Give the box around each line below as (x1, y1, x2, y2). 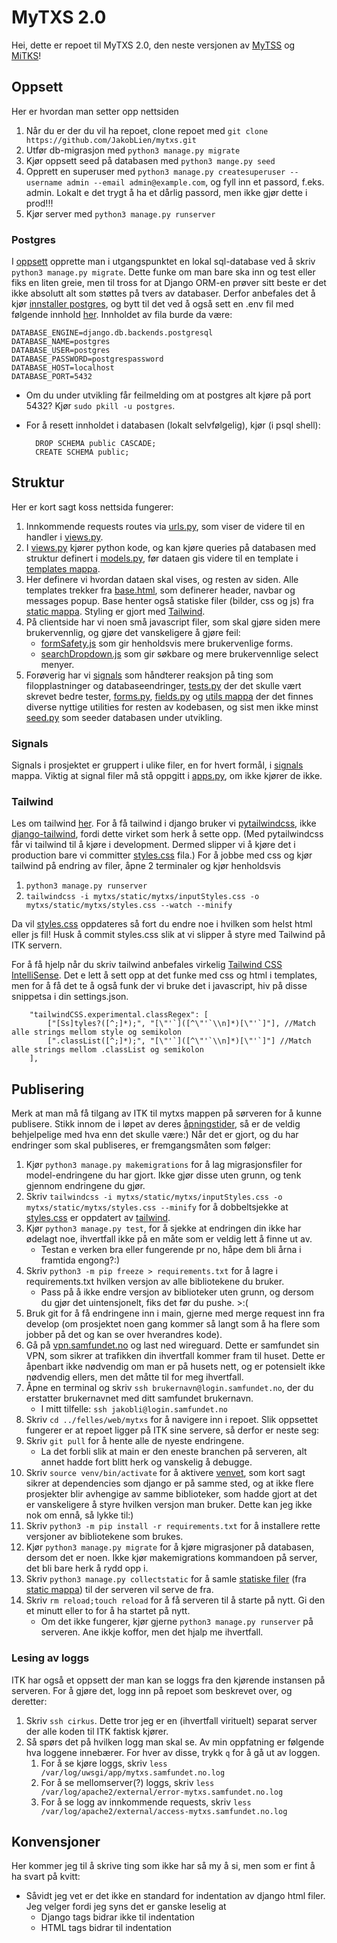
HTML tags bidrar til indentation (40, 1922, 172, 1934)
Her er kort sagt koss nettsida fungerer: (11, 501, 174, 513)
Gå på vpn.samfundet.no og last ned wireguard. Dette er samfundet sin (25, 1339, 320, 1351)
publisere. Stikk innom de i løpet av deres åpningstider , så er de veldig (11, 1118, 301, 1130)
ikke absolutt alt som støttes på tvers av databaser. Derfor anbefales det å (11, 287, 316, 300)
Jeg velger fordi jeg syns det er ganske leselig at (25, 1901, 227, 1913)
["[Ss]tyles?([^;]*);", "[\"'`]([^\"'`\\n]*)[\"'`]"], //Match (47, 1019, 316, 1029)
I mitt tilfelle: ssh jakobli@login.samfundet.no (40, 1403, 229, 1415)
